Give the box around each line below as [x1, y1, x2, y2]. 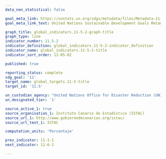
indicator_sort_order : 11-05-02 [5, 52, 72, 57]
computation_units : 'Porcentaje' [5, 129, 74, 134]
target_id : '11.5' [5, 84, 43, 89]
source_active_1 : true [5, 106, 52, 111]
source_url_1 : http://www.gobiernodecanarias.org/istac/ [5, 115, 125, 121]
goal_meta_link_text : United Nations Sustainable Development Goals [5, 21, 149, 26]
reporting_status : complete [5, 70, 63, 75]
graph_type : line [5, 34, 41, 39]
